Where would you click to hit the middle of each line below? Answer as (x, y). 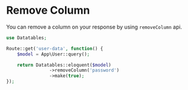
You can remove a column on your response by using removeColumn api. (94, 27)
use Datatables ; (26, 38)
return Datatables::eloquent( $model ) (64, 65)
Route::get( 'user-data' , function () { (55, 48)
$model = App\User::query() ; (53, 54)
